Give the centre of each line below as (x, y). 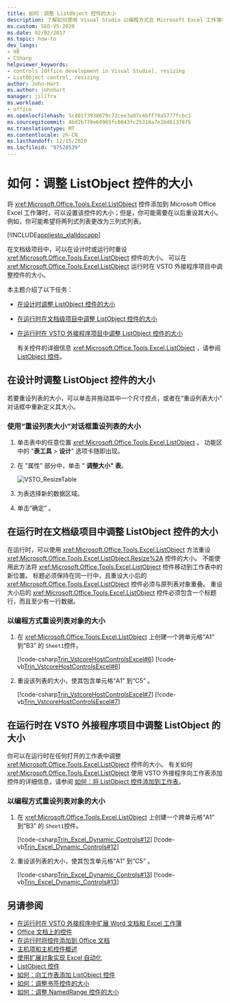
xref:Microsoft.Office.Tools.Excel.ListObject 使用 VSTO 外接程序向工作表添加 (115, 773)
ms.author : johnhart (37, 90)
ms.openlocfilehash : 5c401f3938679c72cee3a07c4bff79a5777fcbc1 (99, 115)
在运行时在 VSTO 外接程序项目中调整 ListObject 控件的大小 (100, 333)
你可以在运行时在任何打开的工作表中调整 (64, 756)
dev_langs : (23, 45)
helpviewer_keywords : (38, 65)
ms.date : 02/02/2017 (37, 33)
